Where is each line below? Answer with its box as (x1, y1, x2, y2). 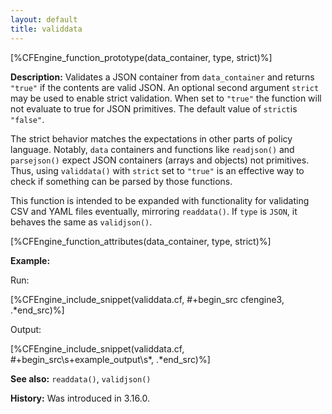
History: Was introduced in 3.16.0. (10, 392, 150, 404)
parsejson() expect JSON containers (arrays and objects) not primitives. (10, 154, 310, 166)
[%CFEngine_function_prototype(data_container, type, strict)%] (10, 51, 273, 63)
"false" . (10, 113, 45, 125)
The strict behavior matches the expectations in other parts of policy (10, 132, 293, 145)
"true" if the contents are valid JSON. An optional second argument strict (10, 81, 320, 93)
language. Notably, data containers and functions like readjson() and (10, 143, 295, 155)
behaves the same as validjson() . (10, 216, 153, 228)
